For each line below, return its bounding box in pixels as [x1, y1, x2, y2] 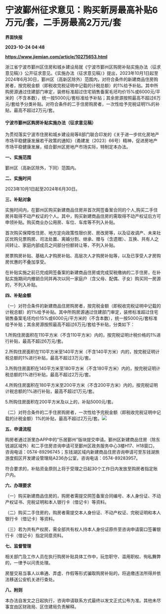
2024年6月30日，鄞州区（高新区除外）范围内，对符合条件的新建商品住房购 [5, 76, 158, 82]
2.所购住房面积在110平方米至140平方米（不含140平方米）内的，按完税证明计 [5, 349, 160, 355]
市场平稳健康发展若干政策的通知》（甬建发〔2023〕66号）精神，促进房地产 [5, 138, 158, 144]
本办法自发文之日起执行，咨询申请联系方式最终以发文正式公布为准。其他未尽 [5, 598, 161, 604]
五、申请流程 [5, 426, 31, 432]
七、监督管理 [5, 543, 31, 549]
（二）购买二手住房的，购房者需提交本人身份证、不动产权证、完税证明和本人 [5, 510, 161, 515]
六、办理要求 [5, 482, 31, 488]
